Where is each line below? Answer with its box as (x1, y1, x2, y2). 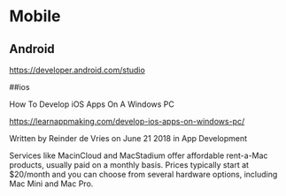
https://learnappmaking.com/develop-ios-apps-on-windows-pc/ (9, 117, 245, 126)
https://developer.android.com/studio (9, 64, 146, 75)
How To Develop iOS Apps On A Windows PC (9, 99, 175, 109)
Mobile (9, 6, 61, 26)
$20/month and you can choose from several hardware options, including (9, 170, 278, 179)
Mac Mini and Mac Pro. (9, 178, 94, 189)
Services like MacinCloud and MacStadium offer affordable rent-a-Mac (9, 150, 268, 161)
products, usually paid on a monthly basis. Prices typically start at (9, 160, 250, 170)
